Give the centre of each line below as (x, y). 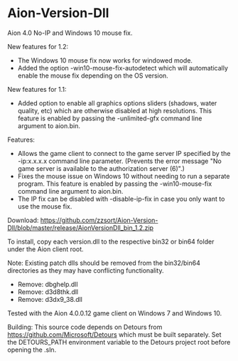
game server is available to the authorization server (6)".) (101, 168)
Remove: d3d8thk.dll (48, 292)
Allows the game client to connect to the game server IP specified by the (124, 153)
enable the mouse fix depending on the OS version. (93, 75)
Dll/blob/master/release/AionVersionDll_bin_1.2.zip (81, 227)
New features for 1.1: (37, 89)
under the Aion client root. (45, 249)
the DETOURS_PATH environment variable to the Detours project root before (119, 342)
